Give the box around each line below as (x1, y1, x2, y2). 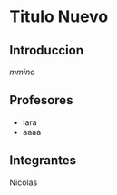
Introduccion (9, 43, 84, 58)
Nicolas (9, 177, 38, 188)
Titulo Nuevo (9, 6, 109, 27)
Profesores (9, 93, 73, 108)
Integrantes (9, 152, 77, 169)
